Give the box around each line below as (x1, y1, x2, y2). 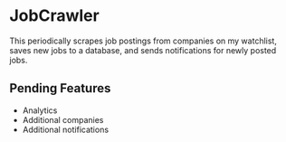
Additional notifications (22, 124, 110, 135)
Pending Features (9, 80, 111, 96)
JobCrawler (9, 5, 100, 26)
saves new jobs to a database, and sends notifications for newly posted (9, 44, 277, 55)
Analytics (22, 105, 58, 116)
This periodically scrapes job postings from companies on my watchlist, (9, 35, 278, 46)
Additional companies (22, 114, 104, 125)
